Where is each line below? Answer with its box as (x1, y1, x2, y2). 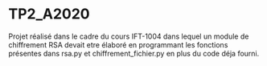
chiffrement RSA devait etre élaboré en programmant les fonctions (8, 39, 228, 49)
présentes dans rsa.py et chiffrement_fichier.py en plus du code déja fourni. (8, 48, 260, 58)
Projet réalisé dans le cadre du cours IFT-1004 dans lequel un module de (8, 31, 249, 41)
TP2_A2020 (8, 5, 90, 23)
